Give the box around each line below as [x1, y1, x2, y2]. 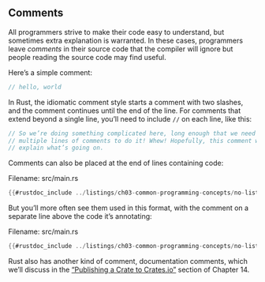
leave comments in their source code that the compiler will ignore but [8, 43, 233, 54]
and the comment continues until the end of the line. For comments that [8, 106, 241, 115]
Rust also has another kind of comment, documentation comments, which [8, 257, 248, 266]
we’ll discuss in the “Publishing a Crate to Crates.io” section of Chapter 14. [8, 265, 250, 275]
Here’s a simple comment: [8, 67, 93, 77]
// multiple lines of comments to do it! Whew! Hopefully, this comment [8, 137, 252, 145]
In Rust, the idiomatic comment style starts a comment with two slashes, [8, 97, 244, 107]
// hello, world [8, 83, 62, 91]
